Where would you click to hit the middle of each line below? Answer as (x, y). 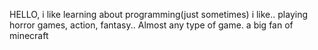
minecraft (29, 35)
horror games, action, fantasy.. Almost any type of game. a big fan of (151, 25)
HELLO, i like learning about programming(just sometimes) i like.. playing (159, 14)
